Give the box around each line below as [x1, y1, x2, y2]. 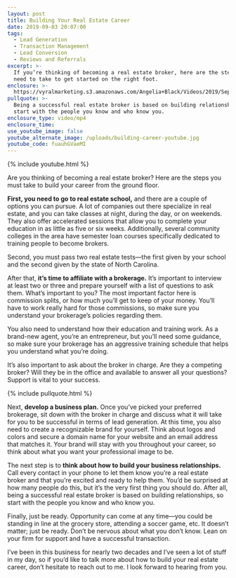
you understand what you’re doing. [7, 347, 109, 356]
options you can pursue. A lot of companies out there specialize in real [7, 202, 212, 210]
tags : [7, 29, 23, 37]
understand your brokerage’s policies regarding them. [7, 311, 163, 320]
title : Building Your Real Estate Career [7, 17, 131, 24]
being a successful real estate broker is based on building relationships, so [7, 491, 224, 499]
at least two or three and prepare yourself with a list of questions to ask [7, 281, 214, 290]
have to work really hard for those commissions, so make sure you [7, 304, 199, 312]
